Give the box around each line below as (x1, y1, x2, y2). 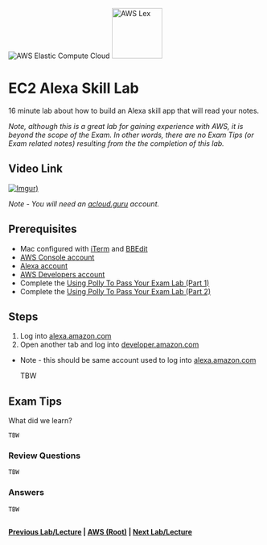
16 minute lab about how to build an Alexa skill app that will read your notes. (8, 106, 260, 115)
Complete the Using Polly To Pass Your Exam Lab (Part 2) (19, 286, 212, 296)
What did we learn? (8, 416, 72, 426)
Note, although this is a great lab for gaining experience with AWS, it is (8, 121, 244, 131)
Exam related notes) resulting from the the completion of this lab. (8, 138, 225, 148)
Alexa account (19, 260, 68, 270)
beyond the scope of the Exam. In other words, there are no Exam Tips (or (8, 130, 255, 139)
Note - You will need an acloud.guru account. (8, 198, 159, 209)
